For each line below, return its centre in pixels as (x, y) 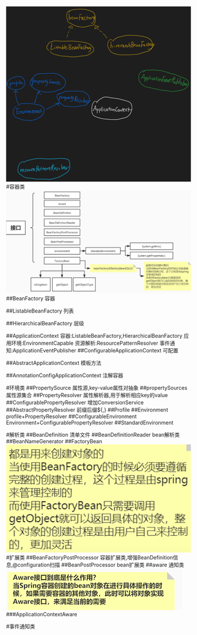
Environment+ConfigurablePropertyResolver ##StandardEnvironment (90, 423)
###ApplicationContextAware (42, 614)
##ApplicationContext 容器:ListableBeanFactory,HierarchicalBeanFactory (94, 336)
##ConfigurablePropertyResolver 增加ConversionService (75, 403)
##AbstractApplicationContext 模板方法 (54, 363)
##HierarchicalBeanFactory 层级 (45, 324)
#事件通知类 (21, 626)
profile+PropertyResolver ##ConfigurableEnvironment (71, 416)
